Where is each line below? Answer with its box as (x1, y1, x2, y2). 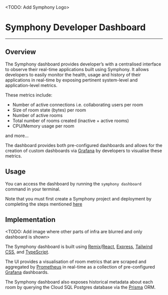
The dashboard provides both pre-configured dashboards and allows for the (5, 142, 162, 148)
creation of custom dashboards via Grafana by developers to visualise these (5, 147, 162, 153)
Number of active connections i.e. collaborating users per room (12, 101, 143, 107)
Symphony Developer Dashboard (5, 22, 146, 33)
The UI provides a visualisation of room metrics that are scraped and (5, 258, 146, 264)
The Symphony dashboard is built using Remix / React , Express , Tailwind (5, 243, 152, 249)
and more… (5, 132, 29, 138)
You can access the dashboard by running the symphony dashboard (5, 180, 141, 186)
